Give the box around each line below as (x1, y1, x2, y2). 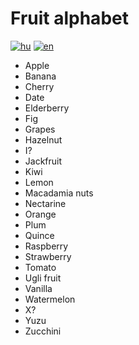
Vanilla (24, 282, 53, 294)
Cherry (24, 80, 55, 92)
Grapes (24, 123, 56, 135)
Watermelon (24, 293, 76, 305)
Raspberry (24, 240, 69, 252)
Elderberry (24, 102, 70, 114)
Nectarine (24, 197, 67, 209)
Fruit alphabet (10, 7, 129, 30)
